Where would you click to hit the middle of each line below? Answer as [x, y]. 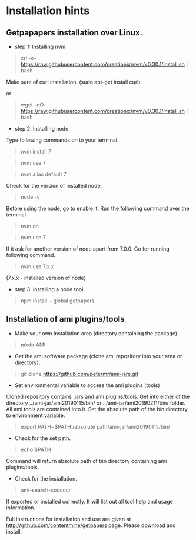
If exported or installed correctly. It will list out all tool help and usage [90, 501]
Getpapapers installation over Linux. [74, 33]
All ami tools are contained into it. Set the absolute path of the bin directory [97, 409]
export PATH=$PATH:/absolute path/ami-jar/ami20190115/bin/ [95, 426]
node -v [30, 197]
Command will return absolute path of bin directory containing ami [87, 461]
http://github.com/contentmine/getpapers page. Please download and [91, 525]
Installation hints [48, 11]
